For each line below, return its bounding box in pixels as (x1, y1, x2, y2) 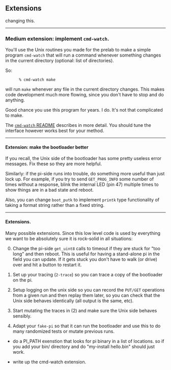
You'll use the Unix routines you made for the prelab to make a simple (5, 47, 151, 53)
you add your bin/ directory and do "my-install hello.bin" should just (12, 343, 155, 350)
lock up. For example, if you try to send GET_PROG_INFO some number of (5, 176, 154, 182)
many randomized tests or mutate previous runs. (12, 328, 115, 334)
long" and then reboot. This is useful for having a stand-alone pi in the (12, 251, 160, 257)
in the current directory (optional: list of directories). (5, 58, 115, 64)
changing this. (5, 17, 35, 23)
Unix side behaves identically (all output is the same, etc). (12, 298, 134, 304)
